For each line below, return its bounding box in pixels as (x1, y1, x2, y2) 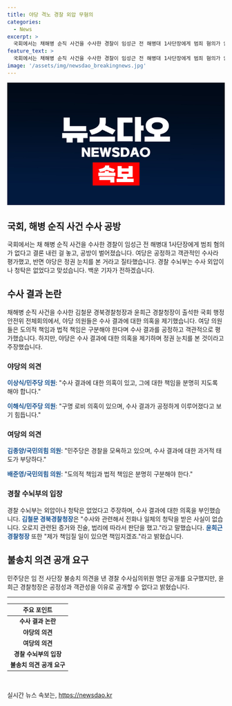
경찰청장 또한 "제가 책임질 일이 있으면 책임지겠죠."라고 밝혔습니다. (7, 532, 184, 540)
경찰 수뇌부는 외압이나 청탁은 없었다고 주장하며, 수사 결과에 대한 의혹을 (7, 506, 197, 514)
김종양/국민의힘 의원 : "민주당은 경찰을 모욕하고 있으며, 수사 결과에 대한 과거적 (7, 446, 215, 455)
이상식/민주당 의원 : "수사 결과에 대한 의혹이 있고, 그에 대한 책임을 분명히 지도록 (7, 379, 218, 387)
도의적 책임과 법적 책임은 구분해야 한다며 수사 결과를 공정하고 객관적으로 (19, 325, 214, 334)
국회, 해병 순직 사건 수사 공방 (7, 220, 122, 232)
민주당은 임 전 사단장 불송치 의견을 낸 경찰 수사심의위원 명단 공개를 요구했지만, (7, 574, 217, 582)
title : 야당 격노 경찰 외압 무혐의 (7, 11, 94, 18)
